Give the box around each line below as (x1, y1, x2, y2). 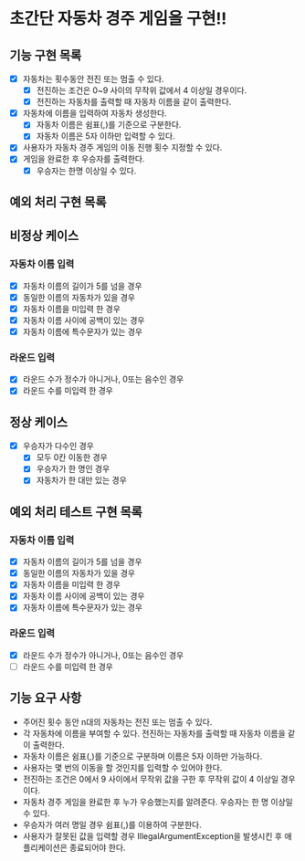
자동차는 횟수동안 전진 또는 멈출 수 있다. (22, 74, 164, 84)
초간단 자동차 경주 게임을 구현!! (9, 8, 227, 29)
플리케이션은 (22, 842, 68, 853)
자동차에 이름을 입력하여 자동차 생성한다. (22, 108, 167, 119)
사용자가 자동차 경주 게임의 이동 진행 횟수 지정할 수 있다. (22, 142, 223, 153)
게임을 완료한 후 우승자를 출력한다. (22, 153, 145, 164)
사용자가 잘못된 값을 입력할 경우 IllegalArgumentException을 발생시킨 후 (22, 830, 283, 841)
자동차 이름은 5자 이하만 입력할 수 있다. (36, 131, 175, 142)
